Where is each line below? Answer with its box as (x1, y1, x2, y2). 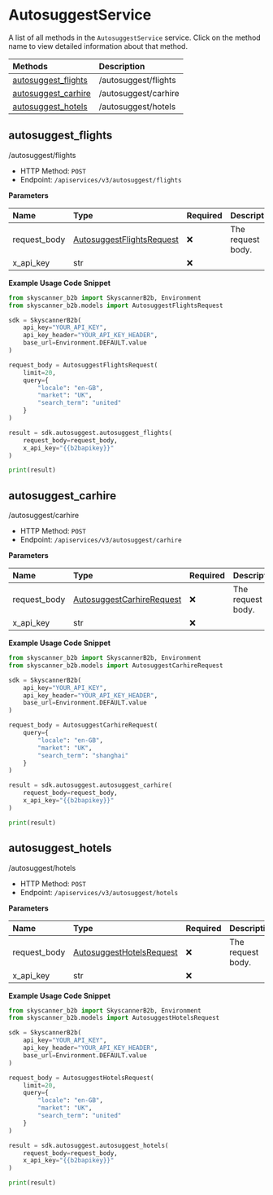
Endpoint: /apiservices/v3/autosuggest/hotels (19, 887, 179, 897)
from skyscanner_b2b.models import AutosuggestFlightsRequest (8, 301, 223, 310)
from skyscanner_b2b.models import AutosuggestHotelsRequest (8, 1014, 220, 1022)
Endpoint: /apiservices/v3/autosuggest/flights (19, 174, 182, 184)
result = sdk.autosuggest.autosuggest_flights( (8, 428, 173, 437)
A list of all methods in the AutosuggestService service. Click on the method (8, 33, 262, 42)
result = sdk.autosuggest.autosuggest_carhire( (8, 781, 173, 789)
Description (98, 60, 145, 72)
